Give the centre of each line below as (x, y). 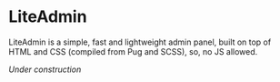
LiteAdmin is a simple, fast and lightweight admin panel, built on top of (140, 42)
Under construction (45, 69)
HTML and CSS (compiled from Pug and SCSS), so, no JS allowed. (133, 51)
